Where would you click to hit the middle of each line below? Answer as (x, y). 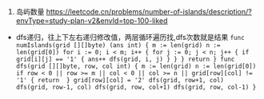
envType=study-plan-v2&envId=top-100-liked (92, 21)
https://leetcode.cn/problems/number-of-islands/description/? (149, 12)
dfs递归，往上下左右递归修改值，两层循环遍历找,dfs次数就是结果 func (130, 37)
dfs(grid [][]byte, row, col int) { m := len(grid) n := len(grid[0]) (136, 66)
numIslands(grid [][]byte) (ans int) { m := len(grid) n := (118, 46)
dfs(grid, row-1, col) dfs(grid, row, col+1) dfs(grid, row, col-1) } (136, 87)
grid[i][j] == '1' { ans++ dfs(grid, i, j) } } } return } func (125, 59)
